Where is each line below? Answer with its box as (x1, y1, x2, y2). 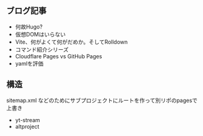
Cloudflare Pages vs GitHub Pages (15, 52, 102, 59)
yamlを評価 (15, 59, 44, 67)
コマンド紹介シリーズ (15, 46, 69, 53)
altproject (15, 123, 40, 130)
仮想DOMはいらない (15, 30, 66, 38)
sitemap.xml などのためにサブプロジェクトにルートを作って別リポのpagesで (6, 97, 198, 104)
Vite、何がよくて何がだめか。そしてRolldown (15, 38, 128, 46)
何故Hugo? (15, 23, 43, 30)
